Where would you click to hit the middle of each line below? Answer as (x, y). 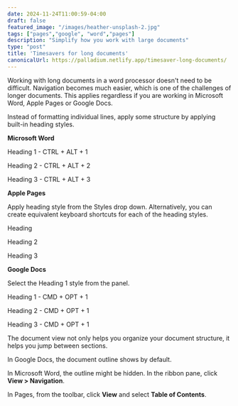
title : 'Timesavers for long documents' (68, 54)
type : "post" (27, 47)
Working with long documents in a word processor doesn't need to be (109, 80)
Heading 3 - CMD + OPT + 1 (48, 324)
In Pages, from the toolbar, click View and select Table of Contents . (107, 394)
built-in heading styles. (41, 124)
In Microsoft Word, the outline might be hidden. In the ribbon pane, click (113, 373)
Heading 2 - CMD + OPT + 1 (48, 310)
